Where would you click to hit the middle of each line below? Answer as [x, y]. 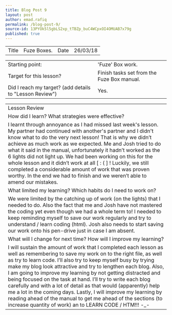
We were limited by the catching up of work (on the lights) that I [84, 199]
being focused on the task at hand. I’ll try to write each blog [79, 279]
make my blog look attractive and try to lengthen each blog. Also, [86, 266]
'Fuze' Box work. [118, 64]
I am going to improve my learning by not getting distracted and [84, 273]
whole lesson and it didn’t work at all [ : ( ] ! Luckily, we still [78, 163]
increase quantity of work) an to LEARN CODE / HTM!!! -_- [79, 305]
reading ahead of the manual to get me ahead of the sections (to [85, 298]
